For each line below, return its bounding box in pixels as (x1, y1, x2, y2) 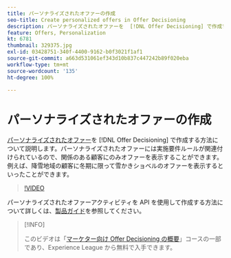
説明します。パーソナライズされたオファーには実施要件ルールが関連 (25, 144, 217, 153)
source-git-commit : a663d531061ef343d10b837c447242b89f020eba (7, 55, 189, 62)
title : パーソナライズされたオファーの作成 (7, 10, 115, 17)
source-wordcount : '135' (7, 67, 78, 74)
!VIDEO (23, 184, 45, 193)
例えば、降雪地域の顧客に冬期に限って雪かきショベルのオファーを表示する (7, 162, 218, 170)
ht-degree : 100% (7, 74, 54, 81)
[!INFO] (23, 221, 45, 229)
